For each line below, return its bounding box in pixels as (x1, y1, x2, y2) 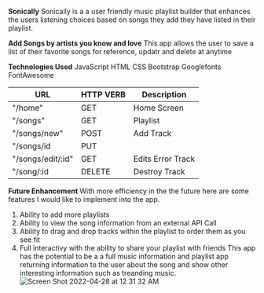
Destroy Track (133, 167, 186, 177)
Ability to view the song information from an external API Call (19, 218, 218, 227)
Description (141, 90, 187, 100)
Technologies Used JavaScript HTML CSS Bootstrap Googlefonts (8, 62, 222, 71)
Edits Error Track (133, 153, 195, 164)
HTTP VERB (81, 90, 126, 100)
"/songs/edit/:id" (12, 153, 74, 164)
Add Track (133, 128, 172, 138)
